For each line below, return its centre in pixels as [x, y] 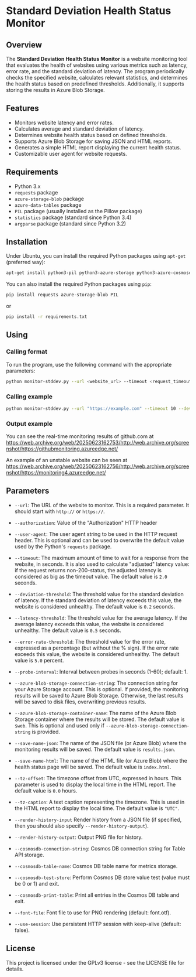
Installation [27, 242]
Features [22, 109]
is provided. [46, 732]
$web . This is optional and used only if [60, 725]
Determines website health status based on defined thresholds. [91, 135]
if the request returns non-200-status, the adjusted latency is [88, 570]
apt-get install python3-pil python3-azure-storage [70, 273]
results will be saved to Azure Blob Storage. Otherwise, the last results [99, 695]
